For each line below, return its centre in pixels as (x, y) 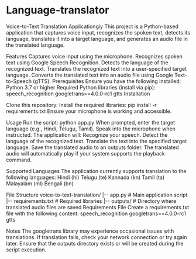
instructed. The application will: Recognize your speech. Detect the (87, 134)
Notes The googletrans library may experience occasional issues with (90, 231)
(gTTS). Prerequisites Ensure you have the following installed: (107, 81)
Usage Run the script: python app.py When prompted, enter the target (91, 122)
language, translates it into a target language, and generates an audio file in (97, 39)
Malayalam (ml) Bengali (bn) (40, 183)
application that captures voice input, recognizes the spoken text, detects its (98, 32)
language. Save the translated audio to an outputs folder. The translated (93, 147)
